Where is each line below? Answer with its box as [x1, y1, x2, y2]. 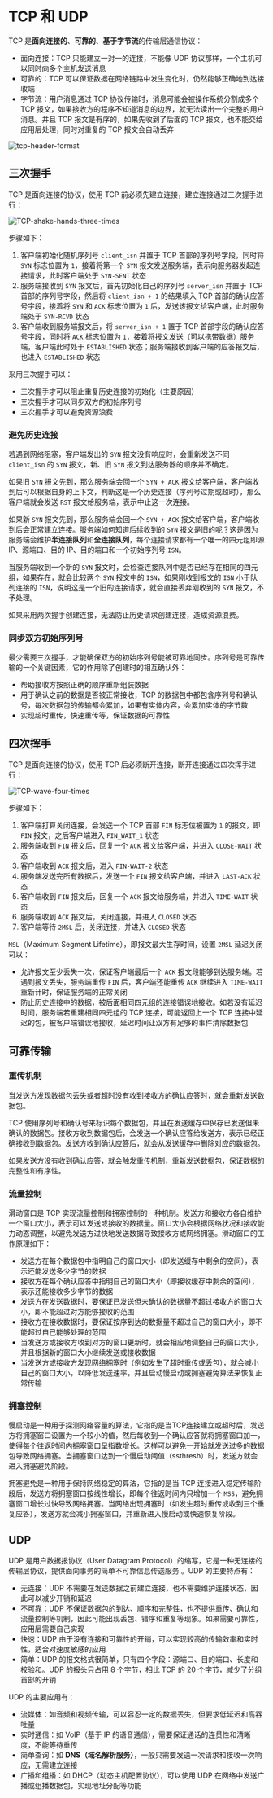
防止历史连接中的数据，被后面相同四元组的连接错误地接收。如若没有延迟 [19, 998, 262, 1007]
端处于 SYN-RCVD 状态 [19, 311, 89, 321]
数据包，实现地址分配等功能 [48, 1781, 142, 1791]
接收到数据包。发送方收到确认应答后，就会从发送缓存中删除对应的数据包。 [15, 1138, 265, 1148]
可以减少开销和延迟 [27, 1594, 92, 1603]
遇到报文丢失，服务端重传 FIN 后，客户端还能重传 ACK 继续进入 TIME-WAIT [19, 977, 263, 987]
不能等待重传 [34, 1740, 78, 1750]
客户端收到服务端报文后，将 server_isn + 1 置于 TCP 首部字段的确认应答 [19, 321, 265, 331]
